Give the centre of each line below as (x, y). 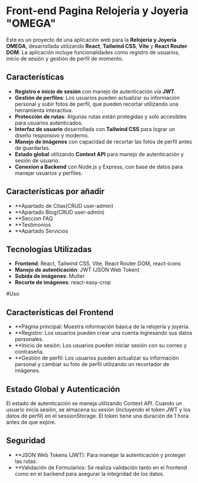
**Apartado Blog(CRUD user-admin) (59, 212)
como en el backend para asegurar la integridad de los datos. (90, 474)
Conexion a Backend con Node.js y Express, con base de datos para (99, 167)
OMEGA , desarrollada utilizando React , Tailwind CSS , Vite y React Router (97, 46)
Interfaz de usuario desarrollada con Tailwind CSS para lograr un (95, 129)
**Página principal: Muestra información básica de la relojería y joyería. (102, 327)
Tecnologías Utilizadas (49, 249)
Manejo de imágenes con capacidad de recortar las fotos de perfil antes (103, 141)
